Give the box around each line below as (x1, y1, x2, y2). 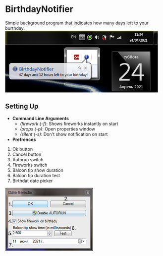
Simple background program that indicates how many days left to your (5, 20, 149, 26)
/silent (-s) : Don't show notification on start (19, 131, 108, 137)
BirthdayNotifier (5, 3, 73, 15)
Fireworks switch (12, 162, 48, 168)
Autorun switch (12, 156, 44, 162)
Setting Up (5, 102, 39, 111)
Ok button (12, 146, 33, 152)
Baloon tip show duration (12, 167, 63, 173)
